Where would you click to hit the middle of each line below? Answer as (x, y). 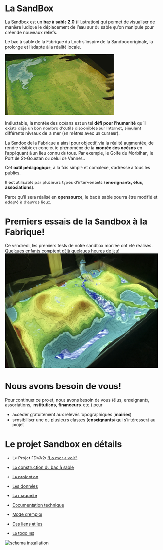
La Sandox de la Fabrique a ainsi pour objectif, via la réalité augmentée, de (80, 143)
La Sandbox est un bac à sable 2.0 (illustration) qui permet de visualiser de (80, 22)
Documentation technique (38, 505)
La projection (25, 477)
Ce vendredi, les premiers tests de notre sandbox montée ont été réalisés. (79, 245)
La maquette (24, 495)
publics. (13, 173)
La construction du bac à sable (43, 467)
